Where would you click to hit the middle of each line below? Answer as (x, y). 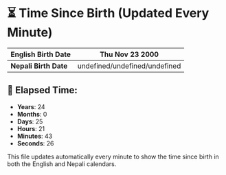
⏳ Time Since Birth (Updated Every (108, 13)
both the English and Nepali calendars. (62, 164)
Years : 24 (31, 106)
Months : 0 (32, 114)
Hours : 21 (31, 128)
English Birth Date (41, 54)
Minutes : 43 (35, 136)
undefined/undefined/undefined (129, 66)
